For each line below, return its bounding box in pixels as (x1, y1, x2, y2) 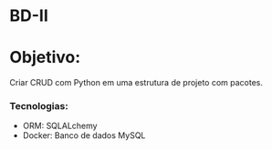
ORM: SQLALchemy (22, 120, 98, 132)
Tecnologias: (9, 100, 68, 113)
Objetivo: (9, 47, 81, 68)
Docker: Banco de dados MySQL (22, 130, 146, 141)
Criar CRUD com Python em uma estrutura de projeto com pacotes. (9, 77, 263, 88)
